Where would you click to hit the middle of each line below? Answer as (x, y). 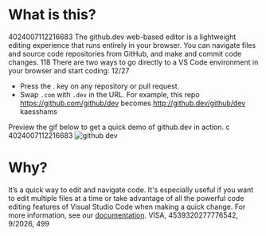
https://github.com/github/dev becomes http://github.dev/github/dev (133, 103)
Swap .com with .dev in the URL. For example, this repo (110, 94)
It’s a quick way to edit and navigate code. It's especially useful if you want (131, 190)
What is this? (53, 15)
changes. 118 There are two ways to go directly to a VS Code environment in (133, 62)
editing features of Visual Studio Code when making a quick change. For (127, 206)
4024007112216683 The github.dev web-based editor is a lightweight (122, 37)
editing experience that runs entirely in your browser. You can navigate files (132, 45)
